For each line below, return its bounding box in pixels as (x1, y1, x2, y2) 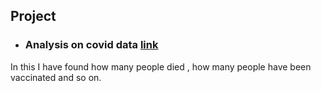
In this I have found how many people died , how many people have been (10, 60, 312, 73)
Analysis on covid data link (24, 38, 159, 52)
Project (10, 8, 57, 25)
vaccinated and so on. (10, 71, 102, 83)
